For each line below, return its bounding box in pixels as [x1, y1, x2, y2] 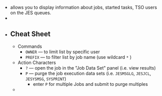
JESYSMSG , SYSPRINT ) [25, 76, 67, 82]
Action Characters [17, 59, 56, 66]
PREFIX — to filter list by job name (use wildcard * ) [25, 54, 132, 60]
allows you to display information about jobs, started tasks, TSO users [10, 5, 157, 10]
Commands [17, 43, 42, 49]
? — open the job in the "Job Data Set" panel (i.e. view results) [25, 65, 156, 71]
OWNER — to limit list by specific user [25, 48, 100, 55]
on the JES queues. [10, 10, 51, 16]
